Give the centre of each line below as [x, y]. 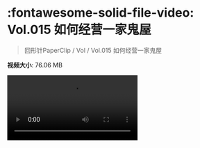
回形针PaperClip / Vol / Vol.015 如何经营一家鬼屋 [93, 50]
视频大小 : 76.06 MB [35, 65]
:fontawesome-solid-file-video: [101, 13]
